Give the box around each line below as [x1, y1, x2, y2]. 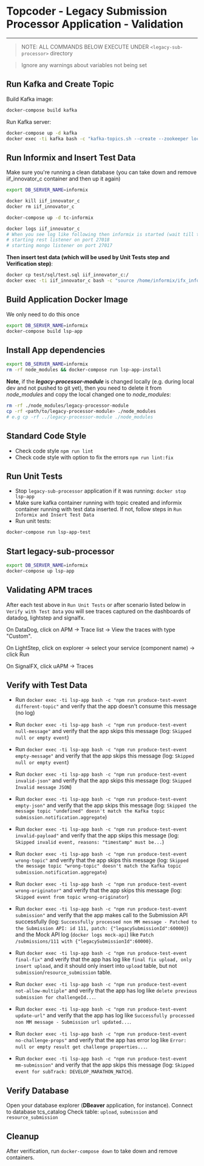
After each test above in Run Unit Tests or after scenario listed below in [6, 601, 186, 608]
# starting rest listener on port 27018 [6, 237, 110, 243]
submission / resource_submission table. [15, 968, 112, 976]
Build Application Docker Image [6, 295, 129, 305]
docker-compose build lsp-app [6, 328, 83, 334]
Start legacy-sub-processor [6, 546, 115, 556]
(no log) [15, 709, 35, 717]
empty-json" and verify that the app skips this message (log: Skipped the [15, 802, 197, 809]
